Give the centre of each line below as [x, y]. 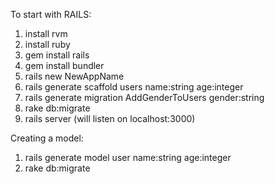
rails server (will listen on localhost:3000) [110, 118]
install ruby [47, 44]
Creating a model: [47, 138]
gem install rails [57, 55]
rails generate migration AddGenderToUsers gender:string [144, 97]
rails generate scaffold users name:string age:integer [134, 87]
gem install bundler [64, 65]
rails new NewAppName [74, 76]
